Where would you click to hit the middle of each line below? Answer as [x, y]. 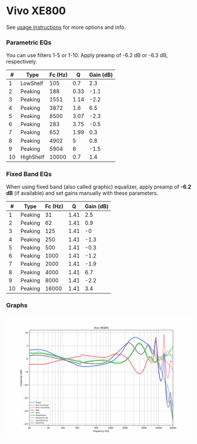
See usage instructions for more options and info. [66, 27]
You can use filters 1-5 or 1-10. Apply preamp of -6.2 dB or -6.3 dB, [87, 55]
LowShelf [32, 83]
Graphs [17, 305]
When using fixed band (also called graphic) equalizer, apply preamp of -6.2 [99, 187]
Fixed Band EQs [29, 174]
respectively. [21, 62]
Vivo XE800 [36, 11]
